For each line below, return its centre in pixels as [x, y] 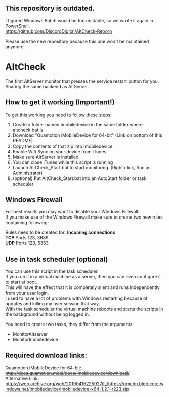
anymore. [15, 46]
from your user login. [27, 293]
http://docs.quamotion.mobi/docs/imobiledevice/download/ [67, 373]
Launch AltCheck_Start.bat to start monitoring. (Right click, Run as [81, 167]
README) [23, 140]
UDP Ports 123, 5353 [27, 243]
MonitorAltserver [30, 334]
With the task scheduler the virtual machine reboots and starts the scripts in [84, 309]
